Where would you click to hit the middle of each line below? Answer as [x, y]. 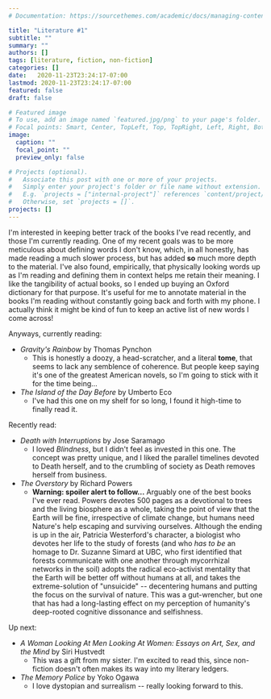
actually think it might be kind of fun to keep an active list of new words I [129, 309]
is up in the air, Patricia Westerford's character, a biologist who [136, 535]
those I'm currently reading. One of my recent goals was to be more [121, 241]
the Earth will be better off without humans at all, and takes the [136, 577]
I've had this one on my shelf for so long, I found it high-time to [137, 401]
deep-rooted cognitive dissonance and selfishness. [117, 612]
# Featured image [38, 112]
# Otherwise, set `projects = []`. [72, 202]
